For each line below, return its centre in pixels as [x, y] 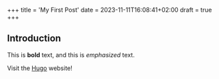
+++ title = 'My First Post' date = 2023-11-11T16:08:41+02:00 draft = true [109, 10]
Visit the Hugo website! [40, 68]
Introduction [34, 38]
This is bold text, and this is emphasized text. [71, 54]
